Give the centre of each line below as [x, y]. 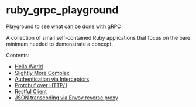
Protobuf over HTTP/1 [41, 85]
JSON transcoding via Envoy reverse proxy [66, 98]
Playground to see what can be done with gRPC [63, 26]
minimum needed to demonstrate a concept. [59, 44]
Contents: [18, 55]
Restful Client [31, 91]
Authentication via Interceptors [52, 79]
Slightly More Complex [42, 73]
